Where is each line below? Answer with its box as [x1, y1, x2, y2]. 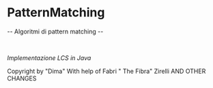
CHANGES [7, 74, 37, 83]
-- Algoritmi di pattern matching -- [7, 27, 104, 35]
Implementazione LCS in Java [7, 53, 91, 62]
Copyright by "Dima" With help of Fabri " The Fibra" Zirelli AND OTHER [7, 67, 206, 75]
